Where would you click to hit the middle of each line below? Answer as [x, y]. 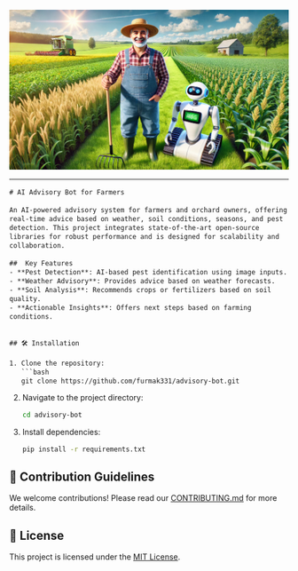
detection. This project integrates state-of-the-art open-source [134, 227]
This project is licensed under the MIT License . [95, 557]
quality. [25, 298]
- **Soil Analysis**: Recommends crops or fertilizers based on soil [141, 289]
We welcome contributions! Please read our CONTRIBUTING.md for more [143, 498]
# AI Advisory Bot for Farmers [67, 192]
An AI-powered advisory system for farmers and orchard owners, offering [149, 210]
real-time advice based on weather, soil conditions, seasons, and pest [146, 218]
